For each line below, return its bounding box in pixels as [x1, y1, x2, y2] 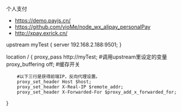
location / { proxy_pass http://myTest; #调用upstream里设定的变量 [6, 53, 168, 60]
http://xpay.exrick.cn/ [14, 30, 68, 37]
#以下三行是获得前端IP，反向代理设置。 [17, 73, 101, 79]
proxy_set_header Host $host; [17, 79, 92, 85]
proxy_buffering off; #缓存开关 [6, 61, 80, 68]
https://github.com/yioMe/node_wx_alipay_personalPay [14, 23, 150, 30]
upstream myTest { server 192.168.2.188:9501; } [6, 41, 122, 48]
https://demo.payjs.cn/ [14, 17, 71, 24]
